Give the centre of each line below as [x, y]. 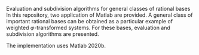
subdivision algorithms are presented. [53, 34]
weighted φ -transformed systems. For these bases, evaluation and [88, 27]
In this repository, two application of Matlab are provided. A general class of [99, 15]
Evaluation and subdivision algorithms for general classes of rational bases [98, 9]
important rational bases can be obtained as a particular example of [90, 21]
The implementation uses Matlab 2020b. [56, 45]
